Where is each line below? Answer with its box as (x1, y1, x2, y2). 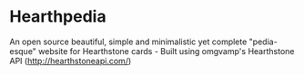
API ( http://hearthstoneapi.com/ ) (9, 55, 132, 66)
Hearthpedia (9, 6, 106, 27)
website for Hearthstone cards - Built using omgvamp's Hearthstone (37, 45, 295, 56)
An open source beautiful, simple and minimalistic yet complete (9, 36, 248, 47)
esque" (9, 45, 36, 56)
